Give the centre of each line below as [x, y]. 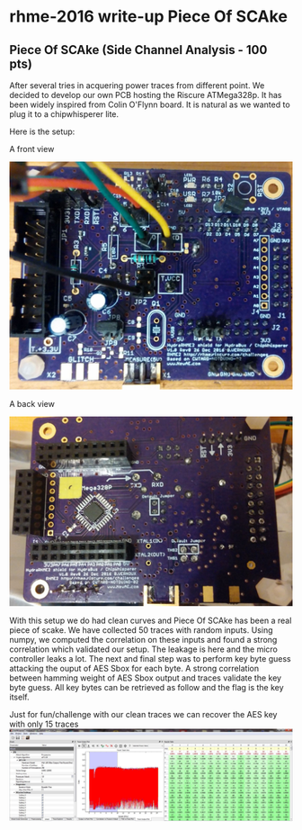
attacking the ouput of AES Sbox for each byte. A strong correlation [134, 669]
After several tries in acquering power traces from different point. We [137, 86]
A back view [32, 404]
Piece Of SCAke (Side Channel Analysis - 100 [138, 50]
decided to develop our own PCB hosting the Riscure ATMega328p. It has [146, 95]
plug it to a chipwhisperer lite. [64, 114]
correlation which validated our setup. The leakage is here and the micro [144, 649]
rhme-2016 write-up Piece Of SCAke [148, 17]
